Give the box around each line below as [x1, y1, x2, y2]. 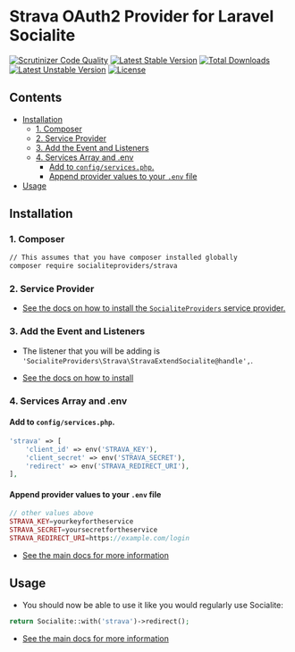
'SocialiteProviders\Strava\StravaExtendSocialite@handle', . [21, 355, 253, 365]
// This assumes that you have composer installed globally [9, 253, 239, 263]
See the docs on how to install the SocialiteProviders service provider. [21, 303, 286, 313]
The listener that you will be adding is [21, 346, 161, 356]
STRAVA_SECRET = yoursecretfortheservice [9, 525, 158, 535]
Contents [9, 90, 63, 105]
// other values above [9, 509, 94, 518]
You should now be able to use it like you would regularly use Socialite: [21, 599, 284, 610]
